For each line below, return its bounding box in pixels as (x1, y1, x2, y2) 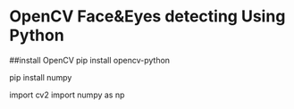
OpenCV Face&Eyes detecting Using (9, 6, 286, 27)
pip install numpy (9, 71, 72, 82)
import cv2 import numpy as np (9, 89, 125, 100)
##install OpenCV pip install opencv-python (9, 54, 171, 65)
